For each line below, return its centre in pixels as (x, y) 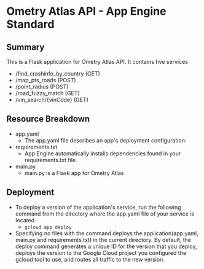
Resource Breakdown (48, 119)
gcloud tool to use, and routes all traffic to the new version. (90, 259)
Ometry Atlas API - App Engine (86, 11)
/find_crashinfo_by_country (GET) (57, 74)
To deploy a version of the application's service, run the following (98, 207)
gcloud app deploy (48, 227)
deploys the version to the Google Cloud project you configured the (101, 252)
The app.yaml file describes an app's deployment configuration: (105, 140)
